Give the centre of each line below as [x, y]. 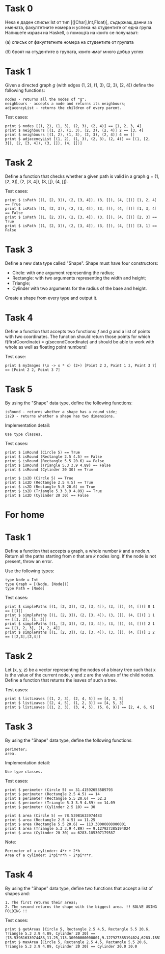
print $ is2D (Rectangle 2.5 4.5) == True [49, 482]
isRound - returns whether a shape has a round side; [61, 412]
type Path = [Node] [25, 588]
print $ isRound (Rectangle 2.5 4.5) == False [54, 457]
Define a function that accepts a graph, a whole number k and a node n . [78, 551]
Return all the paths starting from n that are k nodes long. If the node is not [81, 556]
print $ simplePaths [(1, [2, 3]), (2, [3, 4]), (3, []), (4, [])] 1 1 [80, 615]
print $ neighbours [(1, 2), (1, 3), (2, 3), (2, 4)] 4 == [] [70, 135]
